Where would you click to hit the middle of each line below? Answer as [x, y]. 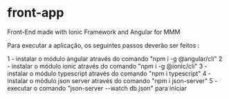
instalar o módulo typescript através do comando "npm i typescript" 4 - [109, 73]
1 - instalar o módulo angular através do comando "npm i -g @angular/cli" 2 [115, 58]
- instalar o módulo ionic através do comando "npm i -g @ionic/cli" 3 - [107, 66]
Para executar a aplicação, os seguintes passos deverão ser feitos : [103, 45]
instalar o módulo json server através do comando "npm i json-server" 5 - [112, 80]
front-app [36, 13]
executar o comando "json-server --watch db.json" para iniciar [97, 88]
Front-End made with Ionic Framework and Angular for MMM [94, 32]
